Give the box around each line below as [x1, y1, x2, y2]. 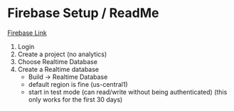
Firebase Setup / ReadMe [7, 5, 159, 21]
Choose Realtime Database [17, 57, 98, 65]
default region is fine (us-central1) [28, 80, 128, 88]
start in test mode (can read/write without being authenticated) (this [28, 88, 228, 96]
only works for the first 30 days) [28, 95, 123, 104]
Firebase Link [7, 28, 48, 37]
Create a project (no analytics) [17, 50, 107, 58]
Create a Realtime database [17, 65, 100, 73]
